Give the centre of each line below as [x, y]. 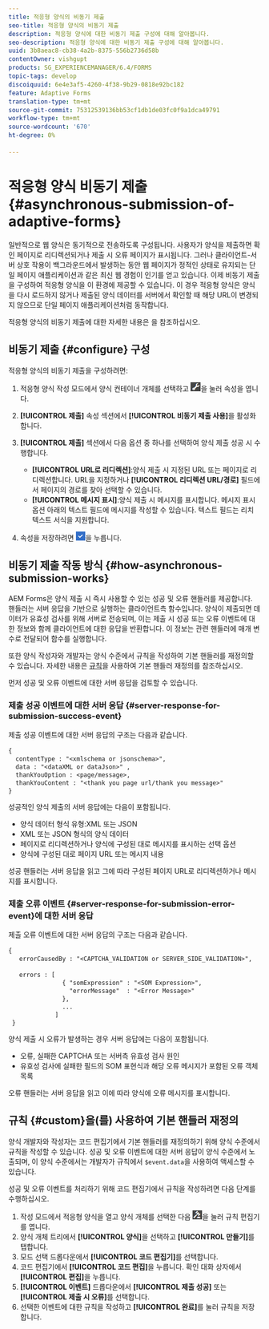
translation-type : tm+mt [50, 101]
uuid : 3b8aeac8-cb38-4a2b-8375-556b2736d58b [84, 51]
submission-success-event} [65, 716]
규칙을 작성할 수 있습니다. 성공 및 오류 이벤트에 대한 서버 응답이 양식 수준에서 [128, 1151]
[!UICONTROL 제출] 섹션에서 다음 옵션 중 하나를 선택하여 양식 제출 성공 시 [136, 442]
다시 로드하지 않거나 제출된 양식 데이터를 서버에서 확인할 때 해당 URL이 [127, 295]
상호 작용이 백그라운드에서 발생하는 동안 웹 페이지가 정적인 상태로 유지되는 [132, 265]
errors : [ [37, 975]
